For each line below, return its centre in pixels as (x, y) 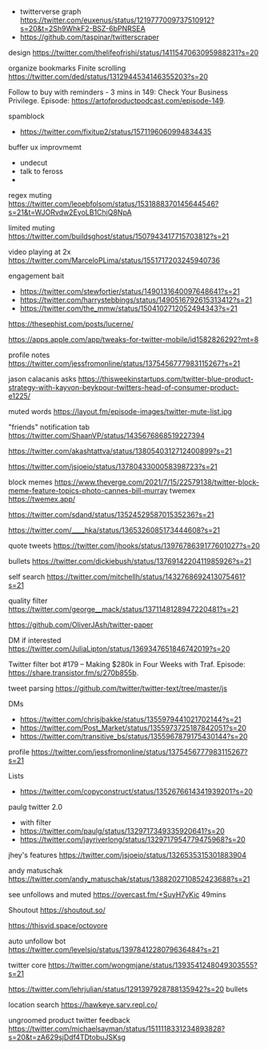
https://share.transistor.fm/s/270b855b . (74, 673)
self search (27, 577)
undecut (34, 163)
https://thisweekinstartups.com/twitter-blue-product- (166, 379)
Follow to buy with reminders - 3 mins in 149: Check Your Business (118, 92)
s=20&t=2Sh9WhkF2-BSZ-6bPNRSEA (82, 28)
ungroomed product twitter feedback (69, 1020)
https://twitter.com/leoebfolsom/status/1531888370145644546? (114, 204)
